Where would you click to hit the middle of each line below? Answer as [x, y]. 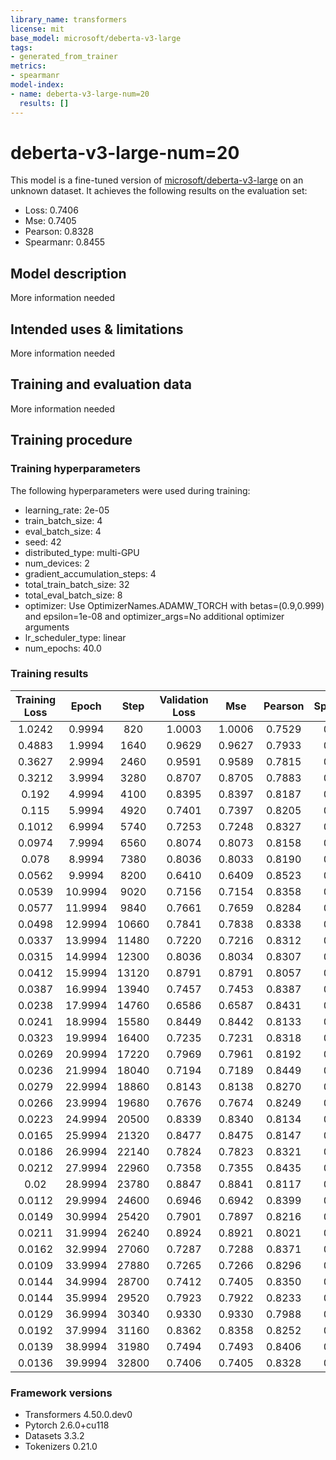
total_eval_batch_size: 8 [73, 595]
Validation [184, 699]
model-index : [37, 85]
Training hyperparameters [75, 469]
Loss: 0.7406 [51, 210]
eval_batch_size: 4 [63, 531]
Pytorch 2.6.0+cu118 [67, 1425]
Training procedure [71, 440]
